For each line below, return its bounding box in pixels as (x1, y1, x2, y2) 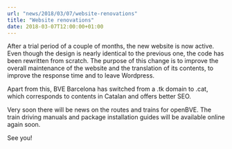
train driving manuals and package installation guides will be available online (7, 113, 225, 121)
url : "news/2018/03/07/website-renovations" (7, 10, 138, 17)
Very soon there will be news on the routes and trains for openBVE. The (7, 105, 212, 114)
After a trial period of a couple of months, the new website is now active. (7, 42, 215, 51)
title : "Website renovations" (7, 17, 95, 24)
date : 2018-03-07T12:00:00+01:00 (7, 23, 104, 30)
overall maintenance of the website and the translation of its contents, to (7, 64, 214, 73)
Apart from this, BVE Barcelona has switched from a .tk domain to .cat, (7, 85, 208, 94)
